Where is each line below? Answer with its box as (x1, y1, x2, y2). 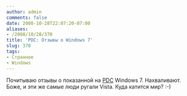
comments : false (6, 15, 47, 21)
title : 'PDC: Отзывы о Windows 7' (6, 37, 94, 43)
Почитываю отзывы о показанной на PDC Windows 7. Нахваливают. (6, 77, 182, 84)
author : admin (6, 9, 42, 15)
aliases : (6, 26, 28, 32)
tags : (6, 49, 20, 55)
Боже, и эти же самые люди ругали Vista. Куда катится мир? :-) (6, 83, 171, 90)
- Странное (6, 54, 34, 60)
